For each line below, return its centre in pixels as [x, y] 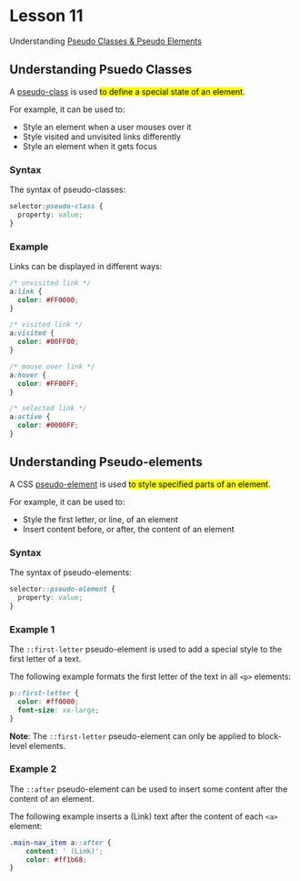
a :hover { [28, 375]
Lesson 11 [46, 16]
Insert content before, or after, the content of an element [128, 529]
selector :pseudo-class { [56, 207]
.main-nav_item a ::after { [60, 843]
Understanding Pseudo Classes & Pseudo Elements [106, 41]
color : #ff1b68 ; [57, 860]
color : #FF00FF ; [48, 383]
